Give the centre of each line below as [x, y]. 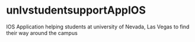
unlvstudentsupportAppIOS [76, 10]
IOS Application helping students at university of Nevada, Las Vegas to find [98, 27]
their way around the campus [42, 33]
